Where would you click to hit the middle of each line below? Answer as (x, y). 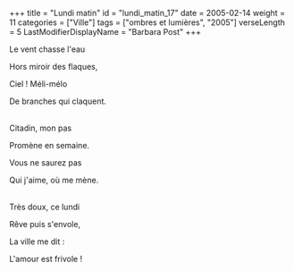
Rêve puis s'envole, (45, 224)
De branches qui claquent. (58, 101)
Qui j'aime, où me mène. (54, 180)
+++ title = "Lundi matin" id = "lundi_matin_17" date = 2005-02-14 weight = (147, 13)
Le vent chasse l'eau (47, 49)
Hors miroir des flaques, (54, 67)
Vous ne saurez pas (46, 163)
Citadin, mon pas (41, 128)
